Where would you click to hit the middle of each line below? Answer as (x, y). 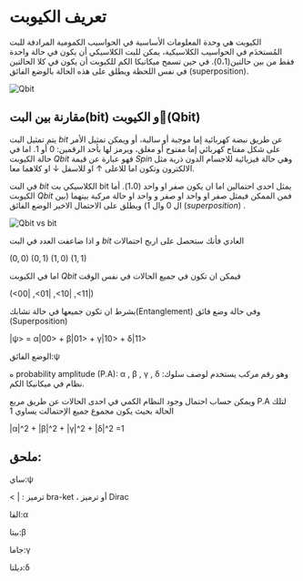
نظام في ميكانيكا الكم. (47, 383)
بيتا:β (18, 532)
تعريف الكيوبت (58, 17)
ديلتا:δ (20, 567)
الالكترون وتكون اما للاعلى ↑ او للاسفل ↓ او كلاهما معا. (102, 168)
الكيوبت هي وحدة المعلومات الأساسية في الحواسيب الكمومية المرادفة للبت (136, 42)
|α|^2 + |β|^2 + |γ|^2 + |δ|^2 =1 (67, 428)
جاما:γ (20, 549)
